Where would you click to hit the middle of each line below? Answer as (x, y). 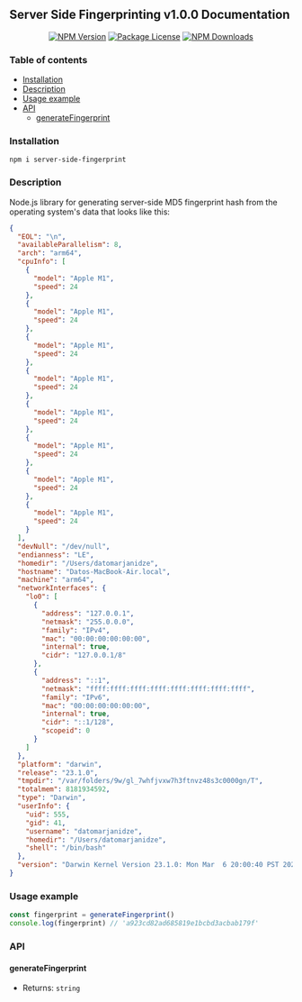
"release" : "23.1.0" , (58, 773)
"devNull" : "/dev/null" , (64, 546)
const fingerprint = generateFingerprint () (92, 915)
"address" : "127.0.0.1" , (88, 613)
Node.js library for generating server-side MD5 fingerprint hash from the (143, 202)
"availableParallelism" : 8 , (70, 245)
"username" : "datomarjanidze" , (84, 831)
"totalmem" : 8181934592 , (64, 789)
